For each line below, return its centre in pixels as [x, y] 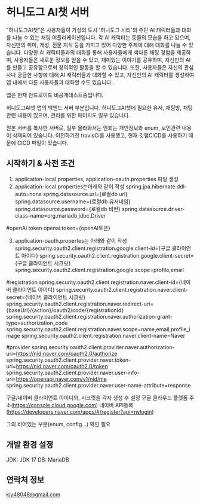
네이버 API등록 [116, 405]
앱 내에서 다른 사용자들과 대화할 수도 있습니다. [60, 82]
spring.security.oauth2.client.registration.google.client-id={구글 [93, 248]
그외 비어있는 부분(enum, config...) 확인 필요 [59, 424]
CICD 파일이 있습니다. [43, 143]
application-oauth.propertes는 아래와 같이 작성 [71, 240]
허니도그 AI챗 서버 [48, 12]
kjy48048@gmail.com [33, 494]
